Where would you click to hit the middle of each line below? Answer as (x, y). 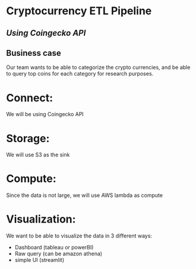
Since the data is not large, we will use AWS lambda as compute (85, 195)
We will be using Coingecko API (45, 114)
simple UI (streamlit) (39, 260)
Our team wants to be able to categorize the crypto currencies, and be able (98, 67)
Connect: (30, 98)
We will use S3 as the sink (38, 155)
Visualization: (41, 219)
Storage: (28, 138)
